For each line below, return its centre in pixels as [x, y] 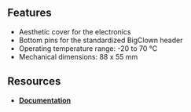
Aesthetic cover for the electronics [75, 31]
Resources [34, 81]
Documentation [45, 100]
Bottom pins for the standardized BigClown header [101, 40]
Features [29, 13]
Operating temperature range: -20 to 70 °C [88, 48]
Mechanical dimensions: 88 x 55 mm [78, 56]
